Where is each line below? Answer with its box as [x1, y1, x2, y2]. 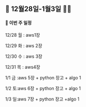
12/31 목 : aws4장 [5, 64, 40, 70]
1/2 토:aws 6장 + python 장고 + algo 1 [5, 85, 81, 91]
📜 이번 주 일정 [5, 20, 32, 26]
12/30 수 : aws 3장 [5, 53, 43, 59]
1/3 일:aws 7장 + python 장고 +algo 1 [5, 96, 79, 102]
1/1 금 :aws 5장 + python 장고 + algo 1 [5, 74, 81, 80]
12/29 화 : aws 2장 [5, 42, 43, 49]
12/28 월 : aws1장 [5, 32, 40, 38]
